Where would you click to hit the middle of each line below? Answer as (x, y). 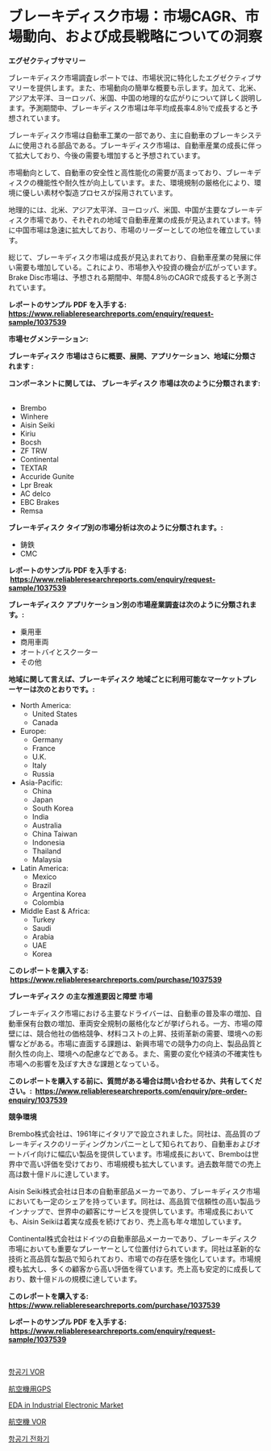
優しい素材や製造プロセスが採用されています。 (100, 192)
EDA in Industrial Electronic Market (66, 1405)
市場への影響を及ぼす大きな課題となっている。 (86, 1063)
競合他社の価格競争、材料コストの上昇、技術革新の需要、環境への (146, 1033)
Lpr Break (36, 485)
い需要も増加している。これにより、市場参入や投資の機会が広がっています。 (135, 267)
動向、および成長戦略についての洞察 (143, 37)
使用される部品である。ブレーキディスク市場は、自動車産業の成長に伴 (139, 145)
